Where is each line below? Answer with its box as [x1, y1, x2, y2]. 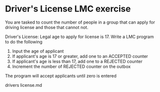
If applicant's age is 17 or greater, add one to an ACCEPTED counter [12, 53, 148, 59]
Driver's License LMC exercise [5, 3, 131, 14]
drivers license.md [5, 82, 42, 88]
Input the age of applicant [12, 48, 64, 54]
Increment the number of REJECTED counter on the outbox [12, 64, 131, 69]
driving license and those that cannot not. [5, 24, 89, 30]
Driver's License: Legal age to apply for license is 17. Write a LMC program [5, 34, 154, 39]
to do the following [5, 39, 43, 44]
